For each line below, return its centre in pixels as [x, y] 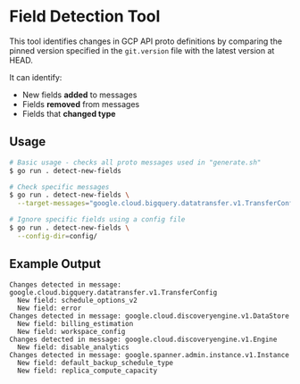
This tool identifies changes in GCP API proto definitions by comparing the [146, 41]
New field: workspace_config [71, 331]
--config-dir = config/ [58, 236]
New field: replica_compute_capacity [87, 371]
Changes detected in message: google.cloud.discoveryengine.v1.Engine [143, 339]
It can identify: [36, 77]
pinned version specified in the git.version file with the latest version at [142, 50]
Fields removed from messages [81, 104]
